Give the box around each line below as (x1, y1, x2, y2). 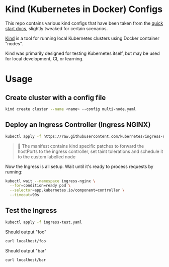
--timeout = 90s (10, 193, 39, 198)
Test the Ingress (5, 206, 57, 215)
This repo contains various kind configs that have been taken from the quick (5, 20, 163, 26)
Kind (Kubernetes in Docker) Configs (5, 4, 162, 15)
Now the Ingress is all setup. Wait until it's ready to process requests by (5, 163, 153, 169)
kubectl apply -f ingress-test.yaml (5, 220, 82, 225)
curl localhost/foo (5, 238, 46, 243)
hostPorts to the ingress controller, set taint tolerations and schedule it (17, 148, 163, 154)
